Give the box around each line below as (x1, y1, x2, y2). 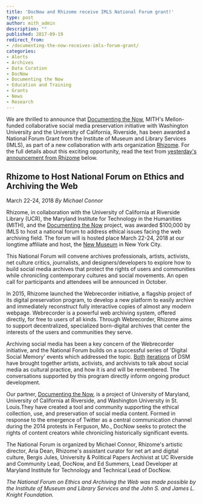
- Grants (6, 88, 28, 94)
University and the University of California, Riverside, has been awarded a (6, 128, 190, 136)
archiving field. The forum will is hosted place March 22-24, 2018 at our (6, 234, 184, 242)
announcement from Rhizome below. (6, 154, 98, 161)
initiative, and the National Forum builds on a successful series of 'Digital (6, 347, 187, 354)
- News (6, 93, 23, 99)
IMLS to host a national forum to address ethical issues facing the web (6, 228, 181, 235)
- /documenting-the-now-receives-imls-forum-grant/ (6, 43, 139, 49)
